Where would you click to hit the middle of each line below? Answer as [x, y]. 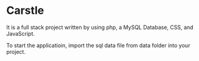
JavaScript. [21, 33]
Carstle [25, 11]
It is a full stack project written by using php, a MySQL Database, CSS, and [100, 27]
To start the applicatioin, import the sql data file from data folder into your [98, 45]
